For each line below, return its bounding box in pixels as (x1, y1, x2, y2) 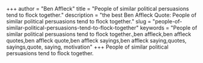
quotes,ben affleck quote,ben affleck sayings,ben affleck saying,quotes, (6, 37, 187, 44)
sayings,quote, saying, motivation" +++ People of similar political (6, 43, 168, 50)
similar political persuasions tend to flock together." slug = (6, 18, 151, 25)
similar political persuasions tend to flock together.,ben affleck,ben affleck (6, 31, 191, 38)
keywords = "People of (140, 24, 198, 31)
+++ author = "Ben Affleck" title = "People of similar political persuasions (6, 5, 189, 12)
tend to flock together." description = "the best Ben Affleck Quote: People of (6, 11, 197, 19)
